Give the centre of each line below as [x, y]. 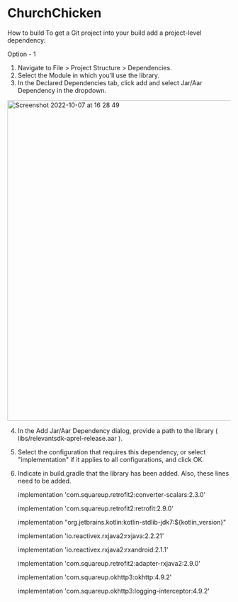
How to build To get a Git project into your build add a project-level [104, 33]
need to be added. [45, 481]
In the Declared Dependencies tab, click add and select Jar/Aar [110, 82]
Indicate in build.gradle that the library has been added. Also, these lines [123, 473]
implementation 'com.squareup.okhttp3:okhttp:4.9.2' [95, 577]
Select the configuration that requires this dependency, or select [112, 451]
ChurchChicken [55, 13]
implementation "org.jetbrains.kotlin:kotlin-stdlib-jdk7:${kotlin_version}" [122, 522]
